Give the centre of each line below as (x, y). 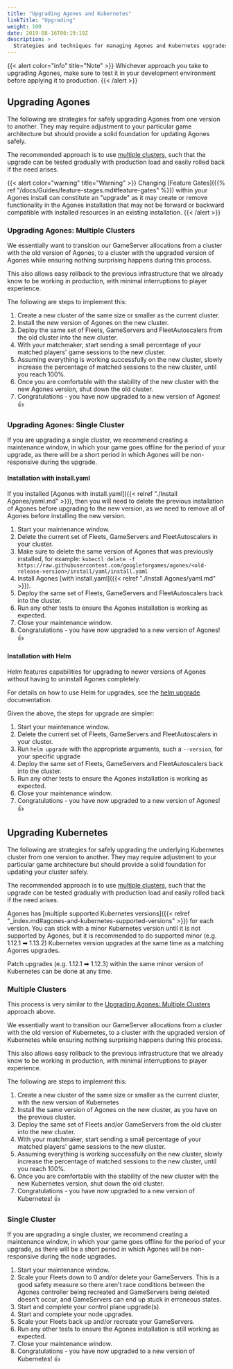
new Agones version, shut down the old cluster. (85, 389)
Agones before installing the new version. (67, 515)
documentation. (30, 699)
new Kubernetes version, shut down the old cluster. (90, 1183)
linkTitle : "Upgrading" (42, 20)
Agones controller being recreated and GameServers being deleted (113, 1292)
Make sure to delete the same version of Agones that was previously (115, 551)
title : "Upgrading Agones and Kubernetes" (69, 14)
